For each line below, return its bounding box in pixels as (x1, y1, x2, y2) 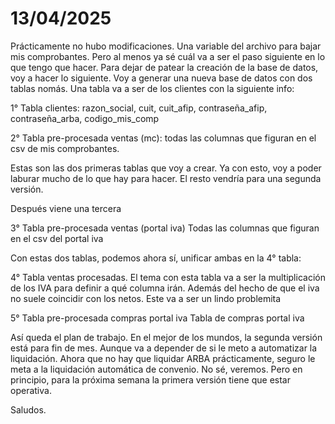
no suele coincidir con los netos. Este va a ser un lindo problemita (10, 292, 282, 304)
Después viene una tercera (10, 202, 122, 214)
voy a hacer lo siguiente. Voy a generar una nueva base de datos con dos (10, 72, 313, 84)
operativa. (10, 384, 52, 396)
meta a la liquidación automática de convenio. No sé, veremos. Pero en (10, 363, 303, 375)
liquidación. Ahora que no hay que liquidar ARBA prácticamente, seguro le (10, 352, 316, 364)
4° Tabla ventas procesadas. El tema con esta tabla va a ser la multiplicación (10, 271, 326, 283)
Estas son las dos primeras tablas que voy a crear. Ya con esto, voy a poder (10, 162, 322, 174)
